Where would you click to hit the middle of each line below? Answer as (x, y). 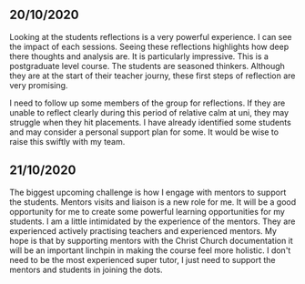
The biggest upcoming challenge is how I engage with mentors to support (148, 192)
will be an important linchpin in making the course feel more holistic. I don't (150, 250)
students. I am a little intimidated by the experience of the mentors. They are (152, 221)
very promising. (39, 85)
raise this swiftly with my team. (67, 141)
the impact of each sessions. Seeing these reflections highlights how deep (149, 46)
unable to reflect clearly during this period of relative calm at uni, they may (149, 112)
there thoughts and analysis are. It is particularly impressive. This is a (139, 56)
